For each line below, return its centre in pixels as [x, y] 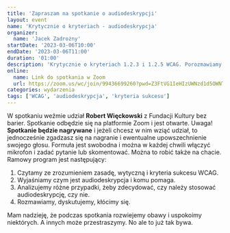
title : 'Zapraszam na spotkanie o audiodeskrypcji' [82, 13]
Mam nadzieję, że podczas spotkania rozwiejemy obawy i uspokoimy [104, 215]
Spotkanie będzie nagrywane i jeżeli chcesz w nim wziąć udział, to [102, 130]
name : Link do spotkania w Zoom [60, 77]
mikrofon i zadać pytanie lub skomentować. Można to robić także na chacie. [114, 152]
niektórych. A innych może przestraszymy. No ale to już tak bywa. [100, 222]
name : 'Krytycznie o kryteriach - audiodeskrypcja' [82, 26]
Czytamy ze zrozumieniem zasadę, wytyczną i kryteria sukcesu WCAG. [118, 173]
